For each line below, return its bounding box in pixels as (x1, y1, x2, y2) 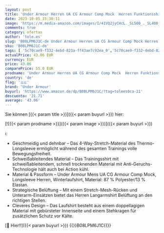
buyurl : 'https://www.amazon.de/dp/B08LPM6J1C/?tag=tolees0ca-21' (5, 89, 143, 94)
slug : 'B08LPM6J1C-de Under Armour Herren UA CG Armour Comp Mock (5, 39, 143, 44)
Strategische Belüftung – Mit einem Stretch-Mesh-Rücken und (12, 187, 138, 193)
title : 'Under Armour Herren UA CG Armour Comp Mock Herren (5, 12, 132, 17)
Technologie (12, 167, 38, 172)
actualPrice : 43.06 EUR (5, 52, 54, 58)
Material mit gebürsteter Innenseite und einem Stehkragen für (12, 208, 137, 214)
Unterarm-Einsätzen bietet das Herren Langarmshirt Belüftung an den (12, 192, 153, 198)
